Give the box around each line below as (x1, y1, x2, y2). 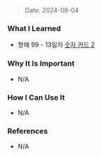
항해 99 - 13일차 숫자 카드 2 (17, 40, 96, 49)
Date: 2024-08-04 (24, 6, 79, 14)
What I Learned (7, 23, 62, 33)
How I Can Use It (7, 92, 65, 102)
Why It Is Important (7, 59, 75, 69)
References (7, 126, 48, 136)
